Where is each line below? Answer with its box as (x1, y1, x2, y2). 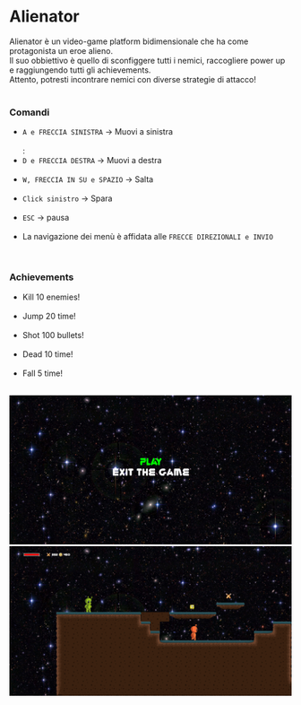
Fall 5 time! (21, 368, 63, 379)
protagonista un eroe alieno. (9, 45, 114, 56)
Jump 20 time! (21, 310, 76, 321)
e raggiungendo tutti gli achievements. (9, 65, 151, 75)
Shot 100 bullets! (21, 329, 84, 340)
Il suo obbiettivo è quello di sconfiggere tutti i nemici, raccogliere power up (9, 55, 286, 65)
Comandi (9, 106, 50, 118)
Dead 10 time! (21, 348, 73, 360)
